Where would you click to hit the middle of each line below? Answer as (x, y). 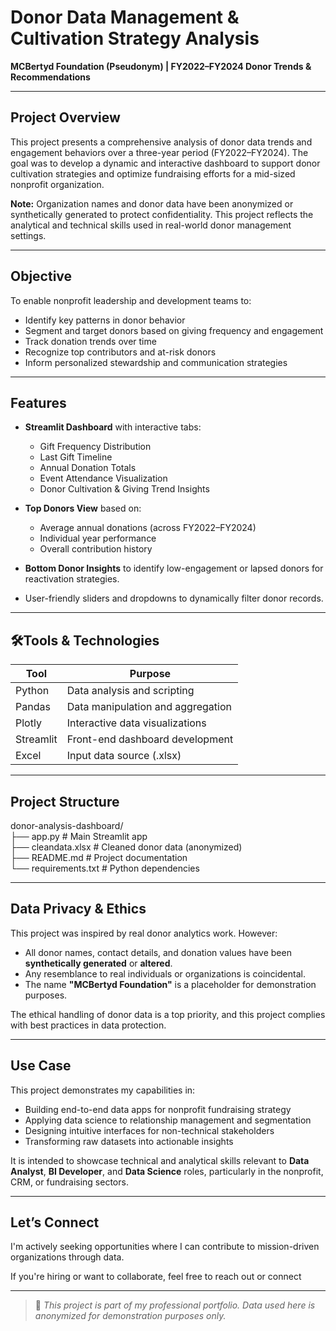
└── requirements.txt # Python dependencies (105, 868)
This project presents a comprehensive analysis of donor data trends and (161, 142)
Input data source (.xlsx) (124, 756)
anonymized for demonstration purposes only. (130, 1316)
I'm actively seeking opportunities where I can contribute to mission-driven (165, 1247)
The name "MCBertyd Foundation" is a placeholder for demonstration (170, 984)
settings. (28, 235)
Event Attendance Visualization (103, 478)
